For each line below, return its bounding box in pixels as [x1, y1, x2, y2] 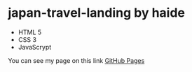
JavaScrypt [18, 43, 52, 51]
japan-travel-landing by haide [8, 5, 185, 21]
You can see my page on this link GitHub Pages [8, 56, 145, 64]
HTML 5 [18, 28, 42, 36]
